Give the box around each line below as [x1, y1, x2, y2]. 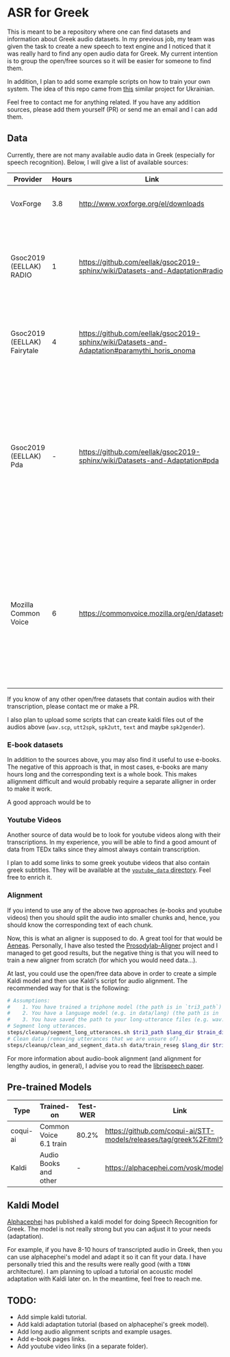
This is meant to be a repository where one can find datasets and [7, 27, 191, 36]
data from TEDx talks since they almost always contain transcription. [7, 845, 201, 853]
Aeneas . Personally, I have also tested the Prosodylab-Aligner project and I [7, 941, 218, 950]
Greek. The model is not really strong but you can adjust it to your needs [7, 1225, 212, 1233]
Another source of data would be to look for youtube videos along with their [7, 831, 221, 839]
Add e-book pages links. [16, 1335, 87, 1343]
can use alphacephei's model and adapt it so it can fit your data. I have [7, 1253, 207, 1261]
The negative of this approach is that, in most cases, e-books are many [7, 763, 208, 771]
